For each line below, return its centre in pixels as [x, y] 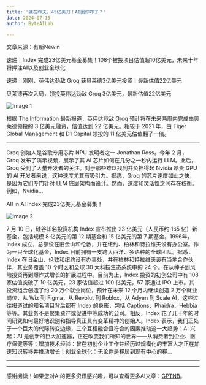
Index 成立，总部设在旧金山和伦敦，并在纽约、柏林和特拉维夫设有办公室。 [100, 244]
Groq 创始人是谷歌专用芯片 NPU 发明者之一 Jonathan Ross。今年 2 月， [97, 153]
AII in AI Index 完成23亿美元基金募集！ [55, 204]
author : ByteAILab [30, 23]
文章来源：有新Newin [33, 47]
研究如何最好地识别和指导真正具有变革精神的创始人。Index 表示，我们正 [103, 321]
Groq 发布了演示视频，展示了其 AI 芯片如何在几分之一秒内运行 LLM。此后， [102, 161]
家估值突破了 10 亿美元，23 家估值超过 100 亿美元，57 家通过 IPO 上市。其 [101, 283]
